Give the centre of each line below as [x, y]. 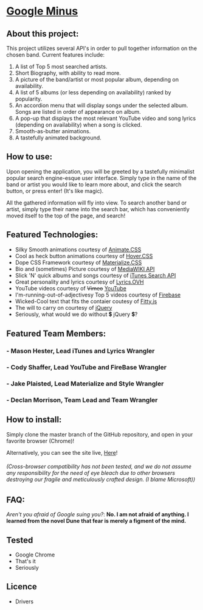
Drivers [24, 601]
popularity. [29, 99]
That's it [26, 561]
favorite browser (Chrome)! [40, 441]
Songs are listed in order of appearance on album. [78, 112]
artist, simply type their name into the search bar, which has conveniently [98, 209]
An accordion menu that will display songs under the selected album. [101, 105]
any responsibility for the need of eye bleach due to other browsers [91, 473]
